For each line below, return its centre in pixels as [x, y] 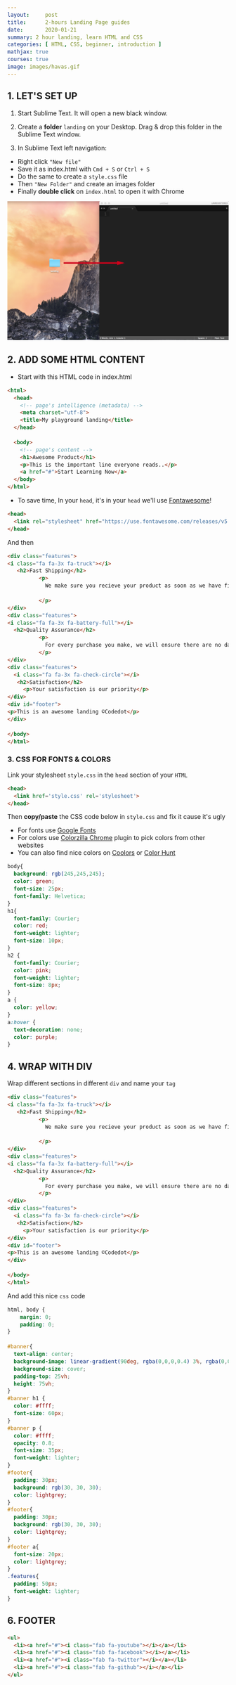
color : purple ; [36, 1037]
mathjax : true [28, 52]
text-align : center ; [44, 1354]
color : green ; [34, 882]
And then [20, 542]
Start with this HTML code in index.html [74, 377]
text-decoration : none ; [48, 1030]
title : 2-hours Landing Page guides [69, 22]
